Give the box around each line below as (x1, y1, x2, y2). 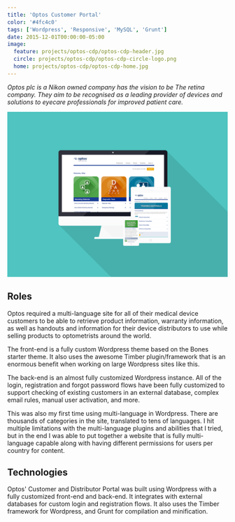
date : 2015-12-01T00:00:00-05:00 (7, 34, 105, 41)
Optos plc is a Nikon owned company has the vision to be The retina (7, 82, 205, 91)
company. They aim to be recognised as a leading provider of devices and (7, 90, 222, 99)
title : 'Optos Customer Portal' (7, 11, 101, 18)
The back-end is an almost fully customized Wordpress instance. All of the (7, 373, 222, 382)
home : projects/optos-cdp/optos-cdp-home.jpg (13, 63, 149, 70)
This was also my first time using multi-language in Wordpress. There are (7, 409, 218, 417)
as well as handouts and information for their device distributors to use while (7, 324, 228, 332)
